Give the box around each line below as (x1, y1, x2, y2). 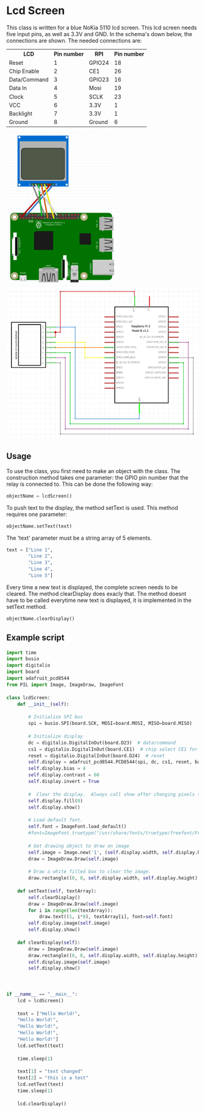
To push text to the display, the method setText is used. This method (6, 504, 178, 511)
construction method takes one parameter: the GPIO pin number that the (6, 474, 189, 481)
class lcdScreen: (6, 694, 51, 700)
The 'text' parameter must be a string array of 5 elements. (6, 534, 153, 542)
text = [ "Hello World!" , (17, 1010, 81, 1016)
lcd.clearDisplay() (17, 1101, 67, 1107)
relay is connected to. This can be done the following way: (6, 480, 153, 488)
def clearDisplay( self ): (17, 939, 81, 946)
